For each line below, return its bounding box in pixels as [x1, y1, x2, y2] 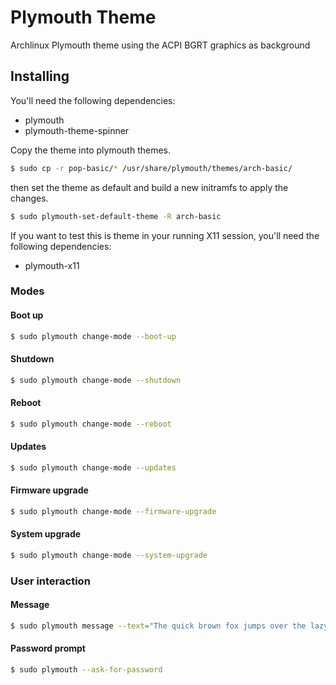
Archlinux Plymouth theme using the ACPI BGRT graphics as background [10, 39, 311, 51]
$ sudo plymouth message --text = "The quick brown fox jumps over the [10, 621, 307, 631]
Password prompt [10, 642, 86, 655]
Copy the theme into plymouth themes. [10, 144, 172, 156]
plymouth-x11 [24, 259, 80, 271]
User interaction [10, 574, 91, 588]
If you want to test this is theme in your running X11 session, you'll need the [10, 229, 320, 241]
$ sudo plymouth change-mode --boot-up [10, 331, 177, 341]
